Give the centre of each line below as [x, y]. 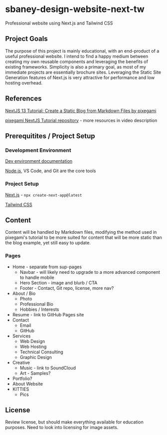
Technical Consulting [41, 352]
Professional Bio [36, 304]
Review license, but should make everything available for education [74, 422]
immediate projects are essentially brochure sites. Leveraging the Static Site [83, 72]
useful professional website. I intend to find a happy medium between [77, 56]
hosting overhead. [24, 83]
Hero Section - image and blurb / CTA [59, 283]
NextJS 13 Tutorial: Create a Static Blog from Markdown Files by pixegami [81, 111]
